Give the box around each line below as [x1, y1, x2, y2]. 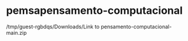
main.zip [6, 29, 27, 36]
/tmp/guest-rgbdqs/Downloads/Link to [6, 23, 100, 30]
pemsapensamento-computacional [6, 4, 183, 17]
